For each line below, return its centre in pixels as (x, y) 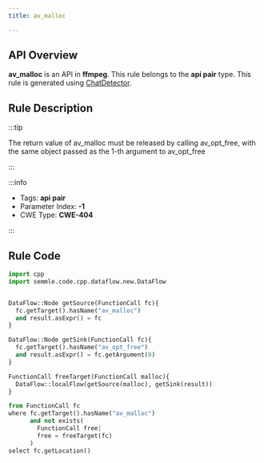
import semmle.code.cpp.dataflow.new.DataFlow (87, 281)
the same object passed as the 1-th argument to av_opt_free (107, 151)
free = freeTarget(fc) (75, 436)
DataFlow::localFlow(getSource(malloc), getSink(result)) (114, 384)
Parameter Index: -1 (52, 207)
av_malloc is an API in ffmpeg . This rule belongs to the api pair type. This (130, 74)
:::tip (16, 127)
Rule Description (51, 108)
